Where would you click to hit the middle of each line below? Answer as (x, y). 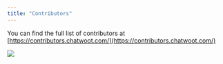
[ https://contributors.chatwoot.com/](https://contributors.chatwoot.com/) (111, 40)
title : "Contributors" (40, 13)
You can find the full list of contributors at (66, 33)
